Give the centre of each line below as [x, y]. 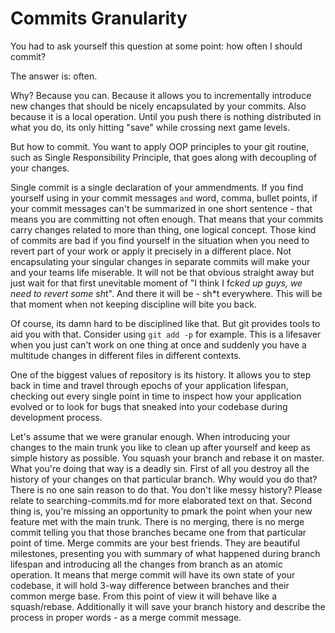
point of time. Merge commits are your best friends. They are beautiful [155, 543]
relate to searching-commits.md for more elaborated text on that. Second [161, 500]
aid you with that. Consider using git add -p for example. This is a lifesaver [166, 334]
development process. [56, 417]
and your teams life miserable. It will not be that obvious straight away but [162, 272]
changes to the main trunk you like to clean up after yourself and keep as [160, 447]
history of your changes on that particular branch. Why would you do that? [164, 479]
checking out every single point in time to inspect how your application [156, 396]
